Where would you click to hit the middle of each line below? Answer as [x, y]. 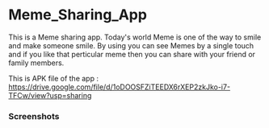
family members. [36, 63]
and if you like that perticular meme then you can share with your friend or [132, 54]
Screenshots [34, 116]
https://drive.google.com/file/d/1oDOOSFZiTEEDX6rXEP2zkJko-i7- [120, 87]
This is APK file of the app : [54, 78]
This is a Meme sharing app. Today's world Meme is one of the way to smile [135, 37]
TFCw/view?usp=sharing [50, 95]
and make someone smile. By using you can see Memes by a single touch [131, 45]
